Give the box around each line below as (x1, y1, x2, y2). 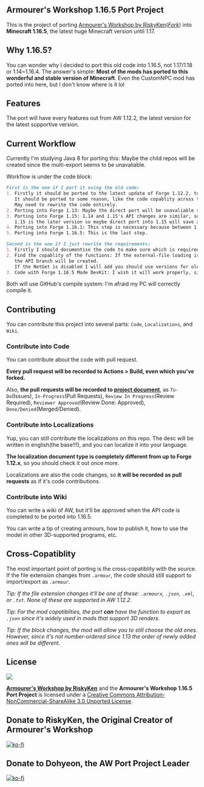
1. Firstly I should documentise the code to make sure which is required (6, 247, 200, 253)
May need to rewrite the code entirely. (14, 201, 118, 208)
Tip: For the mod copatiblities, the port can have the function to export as (6, 608, 191, 615)
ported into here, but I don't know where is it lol (6, 80, 124, 88)
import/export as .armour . (6, 578, 70, 585)
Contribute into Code (6, 342, 70, 351)
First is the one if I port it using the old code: (6, 185, 140, 191)
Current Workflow (6, 138, 76, 149)
